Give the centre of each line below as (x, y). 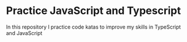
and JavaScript (24, 33)
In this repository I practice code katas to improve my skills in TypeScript (93, 27)
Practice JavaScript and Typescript (93, 11)
